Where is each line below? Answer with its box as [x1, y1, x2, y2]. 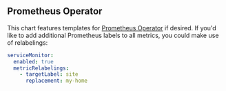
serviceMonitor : [7, 52, 54, 59]
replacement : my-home [25, 77, 88, 85]
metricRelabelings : [13, 65, 70, 72]
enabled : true [13, 58, 54, 65]
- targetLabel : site [19, 71, 79, 78]
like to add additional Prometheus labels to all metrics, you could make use [7, 31, 219, 39]
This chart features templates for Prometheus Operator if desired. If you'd [7, 23, 217, 32]
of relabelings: [7, 38, 48, 47]
